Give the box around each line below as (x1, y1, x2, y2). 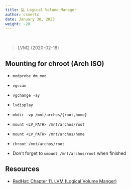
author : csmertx (5, 12, 39, 17)
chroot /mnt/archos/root (12, 141, 65, 147)
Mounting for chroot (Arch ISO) (5, 59, 104, 68)
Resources (5, 165, 40, 173)
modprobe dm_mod (12, 74, 47, 79)
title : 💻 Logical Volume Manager (5, 7, 77, 13)
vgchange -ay (12, 93, 40, 98)
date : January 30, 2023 (5, 17, 55, 22)
